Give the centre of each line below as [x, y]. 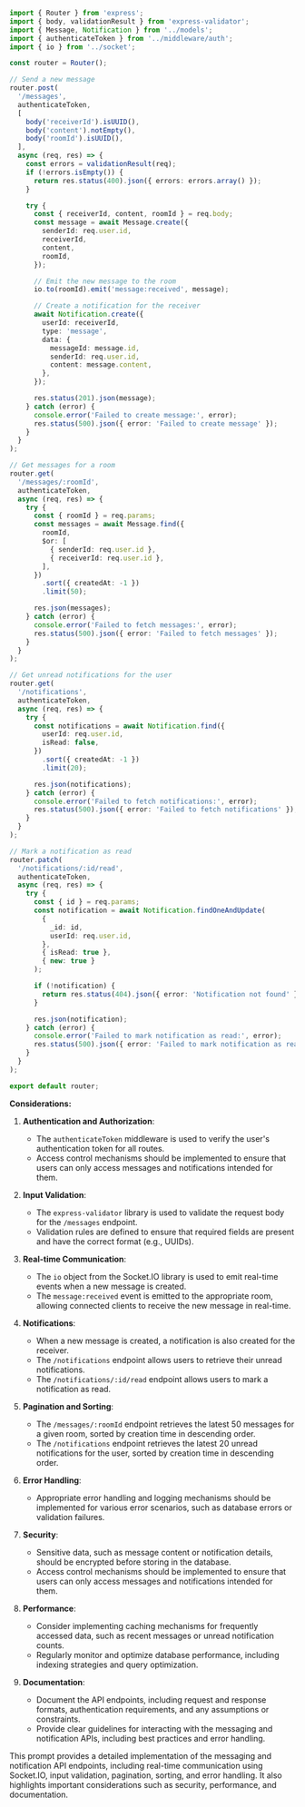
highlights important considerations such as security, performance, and [143, 1784]
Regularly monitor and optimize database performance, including [157, 1655]
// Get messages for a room [63, 466]
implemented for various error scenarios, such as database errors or [164, 1507]
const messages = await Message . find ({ [108, 525]
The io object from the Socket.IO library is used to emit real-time [157, 1276]
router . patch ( [36, 859]
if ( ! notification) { [74, 986]
